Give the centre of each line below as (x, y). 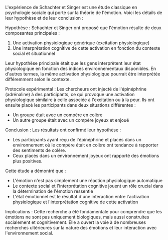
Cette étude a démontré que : (36, 171)
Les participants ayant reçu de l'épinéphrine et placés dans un (77, 140)
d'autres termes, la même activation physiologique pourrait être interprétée (83, 74)
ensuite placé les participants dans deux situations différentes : (70, 105)
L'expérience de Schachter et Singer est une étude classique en (71, 7)
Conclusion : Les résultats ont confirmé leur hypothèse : (63, 130)
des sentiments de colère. (39, 150)
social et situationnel (34, 53)
